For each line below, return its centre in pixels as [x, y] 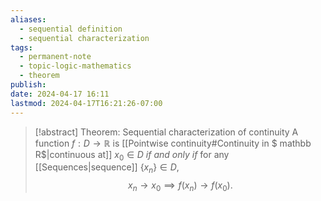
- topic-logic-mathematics [75, 66]
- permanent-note [55, 57]
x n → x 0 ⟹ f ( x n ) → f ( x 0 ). [180, 186]
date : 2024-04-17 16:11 [60, 94]
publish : [28, 85]
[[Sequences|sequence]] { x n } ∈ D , [107, 168]
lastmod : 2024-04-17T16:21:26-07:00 [86, 103]
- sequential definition [71, 29]
